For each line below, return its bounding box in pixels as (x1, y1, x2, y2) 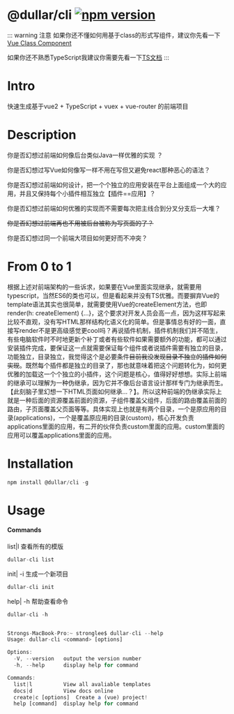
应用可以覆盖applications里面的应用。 (7, 431, 116, 439)
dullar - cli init (7, 583, 54, 590)
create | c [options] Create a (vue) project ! (13, 694, 148, 701)
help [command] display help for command (13, 700, 139, 708)
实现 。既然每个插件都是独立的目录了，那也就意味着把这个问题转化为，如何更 (7, 361, 227, 369)
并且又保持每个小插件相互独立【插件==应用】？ (19, 189, 156, 198)
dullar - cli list (7, 556, 54, 563)
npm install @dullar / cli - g (7, 479, 89, 486)
